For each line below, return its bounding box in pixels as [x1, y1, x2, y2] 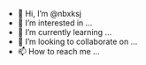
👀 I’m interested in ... [17, 18, 93, 28]
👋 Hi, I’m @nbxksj [17, 9, 82, 18]
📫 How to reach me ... [17, 47, 100, 56]
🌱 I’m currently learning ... [17, 27, 112, 37]
